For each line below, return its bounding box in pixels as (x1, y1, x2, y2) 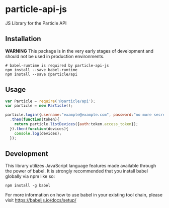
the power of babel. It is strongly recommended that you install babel (5, 168, 148, 174)
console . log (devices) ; (14, 131, 62, 136)
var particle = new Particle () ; (5, 103, 73, 108)
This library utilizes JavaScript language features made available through (5, 163, 156, 169)
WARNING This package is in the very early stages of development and (5, 48, 153, 54)
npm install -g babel (5, 183, 51, 188)
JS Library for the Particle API (5, 20, 67, 26)
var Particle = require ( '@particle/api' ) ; (5, 99, 96, 104)
